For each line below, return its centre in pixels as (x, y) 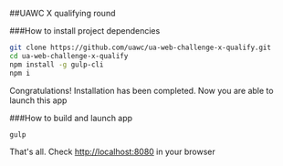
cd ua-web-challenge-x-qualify (69, 56)
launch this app (38, 100)
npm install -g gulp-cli (57, 64)
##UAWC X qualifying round (63, 13)
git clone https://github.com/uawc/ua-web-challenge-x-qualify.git (141, 47)
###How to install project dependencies (85, 31)
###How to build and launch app (71, 118)
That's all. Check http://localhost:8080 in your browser (113, 152)
